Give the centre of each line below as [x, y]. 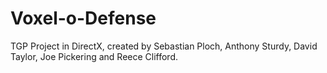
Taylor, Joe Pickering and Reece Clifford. [94, 56]
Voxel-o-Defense [83, 18]
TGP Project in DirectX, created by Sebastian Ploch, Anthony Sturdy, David [164, 46]
